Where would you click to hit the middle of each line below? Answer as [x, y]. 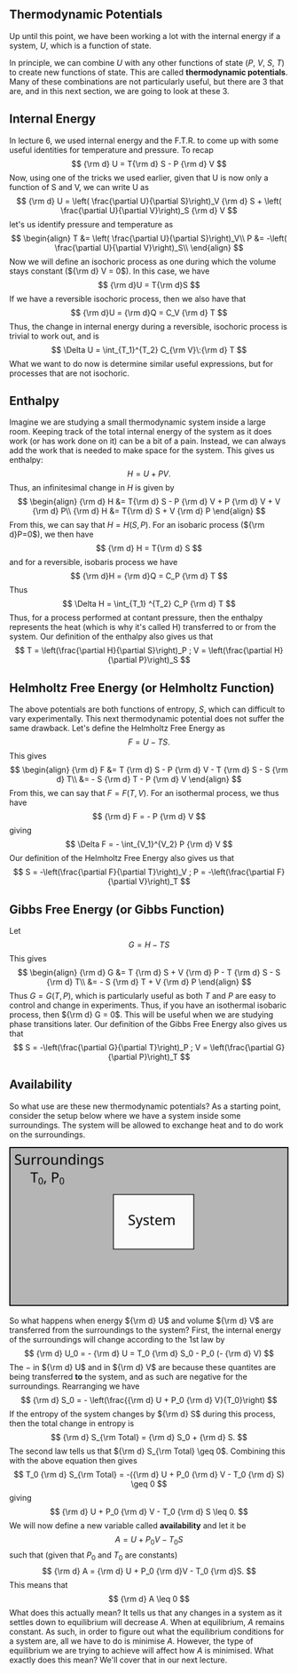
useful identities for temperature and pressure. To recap [112, 149]
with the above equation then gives [73, 1460]
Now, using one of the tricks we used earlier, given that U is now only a [139, 178]
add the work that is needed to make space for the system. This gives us [142, 450]
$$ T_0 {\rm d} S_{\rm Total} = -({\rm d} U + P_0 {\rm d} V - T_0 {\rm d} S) [149, 1474]
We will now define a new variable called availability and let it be [128, 1525]
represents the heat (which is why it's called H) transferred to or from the [143, 627]
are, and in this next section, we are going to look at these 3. [119, 91]
